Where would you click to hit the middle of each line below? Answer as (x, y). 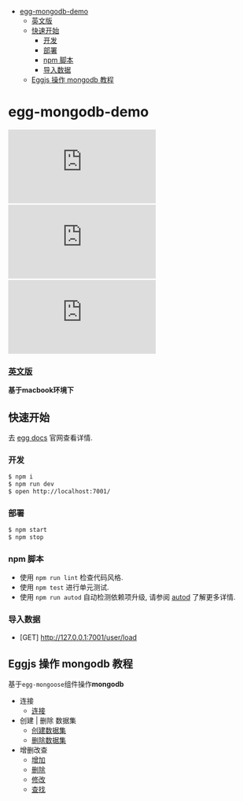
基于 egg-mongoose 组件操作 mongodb (66, 685)
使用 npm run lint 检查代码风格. (71, 578)
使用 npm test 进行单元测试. (64, 587)
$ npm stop (26, 537)
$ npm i (21, 477)
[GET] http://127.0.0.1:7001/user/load (78, 637)
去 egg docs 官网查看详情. (50, 438)
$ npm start (28, 530)
